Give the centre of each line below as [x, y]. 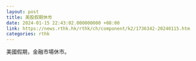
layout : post [23, 12]
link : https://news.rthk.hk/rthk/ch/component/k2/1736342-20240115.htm [98, 28]
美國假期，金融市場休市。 [38, 52]
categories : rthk [28, 34]
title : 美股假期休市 [29, 17]
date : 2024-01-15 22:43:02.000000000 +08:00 [63, 23]
